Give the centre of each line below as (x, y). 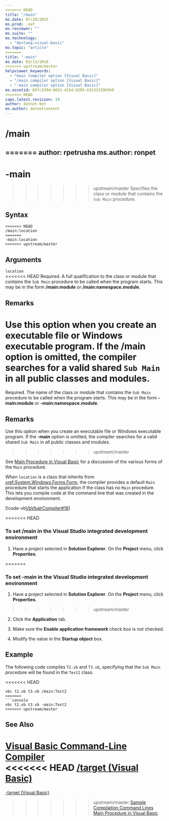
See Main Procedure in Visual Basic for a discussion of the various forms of (84, 462)
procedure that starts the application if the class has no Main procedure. (80, 488)
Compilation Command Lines (123, 808)
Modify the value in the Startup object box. (58, 639)
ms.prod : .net (20, 24)
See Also (19, 725)
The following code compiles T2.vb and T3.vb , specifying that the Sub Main (83, 667)
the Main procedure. (26, 467)
